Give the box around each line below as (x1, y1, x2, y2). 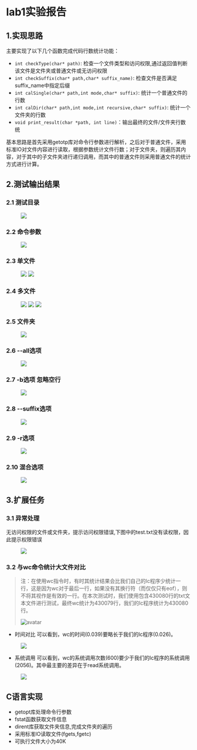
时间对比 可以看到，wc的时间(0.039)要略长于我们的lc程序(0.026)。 (14, 631, 176, 638)
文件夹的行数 (14, 111, 46, 118)
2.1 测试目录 (6, 198, 40, 206)
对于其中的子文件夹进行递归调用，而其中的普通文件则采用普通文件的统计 (16, 154, 191, 160)
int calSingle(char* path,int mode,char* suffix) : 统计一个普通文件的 (14, 89, 188, 96)
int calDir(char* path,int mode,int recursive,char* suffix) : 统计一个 (14, 104, 191, 111)
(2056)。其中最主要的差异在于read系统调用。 (14, 662, 125, 669)
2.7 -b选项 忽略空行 (6, 376, 61, 384)
